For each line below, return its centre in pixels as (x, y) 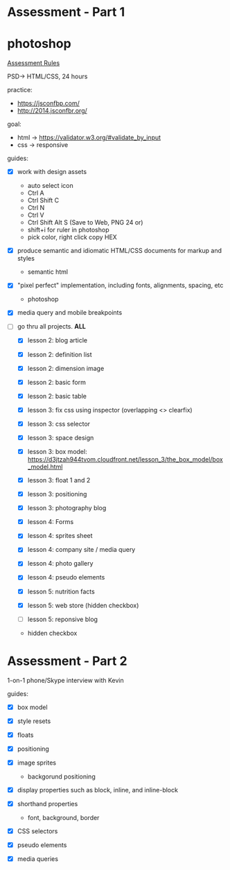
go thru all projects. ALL (52, 327)
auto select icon (51, 186)
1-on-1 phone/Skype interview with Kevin (66, 680)
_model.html (45, 467)
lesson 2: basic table (57, 396)
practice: (20, 90)
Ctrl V (36, 215)
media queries (38, 859)
